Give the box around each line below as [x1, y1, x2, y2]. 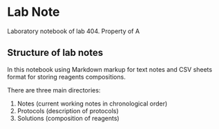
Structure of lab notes [7, 47, 104, 59]
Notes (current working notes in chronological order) [17, 99, 168, 108]
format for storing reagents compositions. [7, 72, 126, 81]
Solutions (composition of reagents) [17, 114, 120, 122]
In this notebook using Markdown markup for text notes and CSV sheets [7, 65, 213, 73]
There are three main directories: [7, 86, 101, 94]
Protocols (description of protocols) [17, 106, 119, 115]
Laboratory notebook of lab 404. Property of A [7, 27, 140, 35]
